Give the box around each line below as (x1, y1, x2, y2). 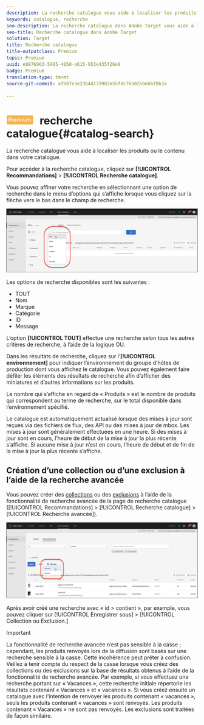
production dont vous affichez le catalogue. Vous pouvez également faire (6, 366, 190, 373)
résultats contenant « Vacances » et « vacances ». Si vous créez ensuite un (6, 686, 195, 693)
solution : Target (6, 35, 50, 42)
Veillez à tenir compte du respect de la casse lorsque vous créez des (6, 660, 179, 667)
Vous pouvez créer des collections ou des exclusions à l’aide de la (6, 491, 172, 498)
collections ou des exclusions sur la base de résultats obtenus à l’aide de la (6, 667, 194, 674)
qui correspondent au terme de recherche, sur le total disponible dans (6, 397, 182, 405)
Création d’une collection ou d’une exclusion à (6, 465, 185, 475)
